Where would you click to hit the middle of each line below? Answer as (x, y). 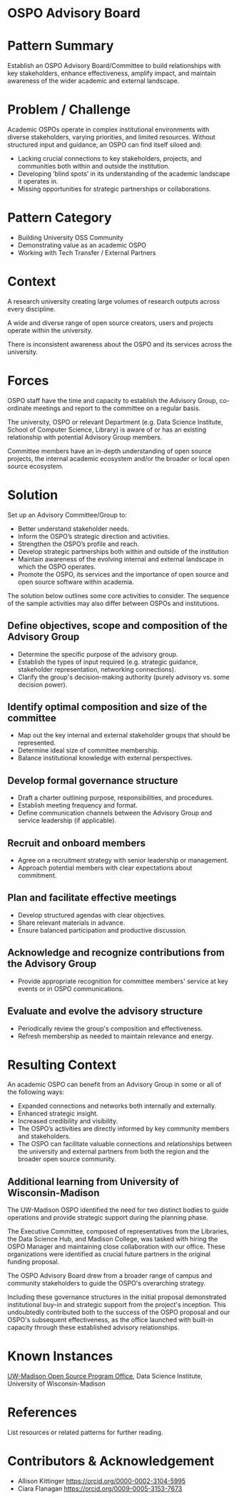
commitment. (37, 875)
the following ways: (36, 1092)
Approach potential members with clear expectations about (105, 868)
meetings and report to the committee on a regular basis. (117, 408)
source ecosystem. (36, 466)
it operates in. (38, 182)
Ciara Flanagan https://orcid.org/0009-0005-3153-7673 (100, 1489)
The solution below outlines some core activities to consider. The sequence (118, 595)
